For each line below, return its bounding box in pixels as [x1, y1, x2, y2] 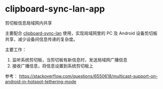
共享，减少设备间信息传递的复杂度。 [5, 36, 78, 42]
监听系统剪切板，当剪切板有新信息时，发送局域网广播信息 [12, 57, 127, 62]
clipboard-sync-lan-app [5, 3, 105, 15]
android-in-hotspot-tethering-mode [5, 78, 76, 84]
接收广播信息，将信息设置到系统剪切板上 [12, 63, 93, 69]
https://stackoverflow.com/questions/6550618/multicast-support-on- [18, 73, 158, 79]
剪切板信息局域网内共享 [5, 20, 52, 26]
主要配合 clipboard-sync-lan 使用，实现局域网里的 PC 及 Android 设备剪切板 [5, 30, 158, 36]
